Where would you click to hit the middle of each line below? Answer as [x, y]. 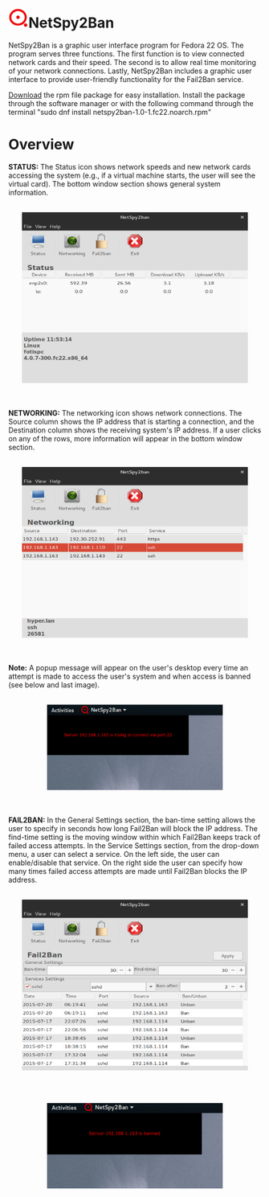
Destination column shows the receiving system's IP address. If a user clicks [135, 430]
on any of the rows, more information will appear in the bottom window [125, 438]
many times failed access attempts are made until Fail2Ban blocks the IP [128, 871]
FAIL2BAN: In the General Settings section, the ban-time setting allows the [132, 820]
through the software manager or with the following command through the [131, 103]
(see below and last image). [54, 685]
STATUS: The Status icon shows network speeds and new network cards [130, 166]
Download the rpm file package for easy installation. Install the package [127, 95]
